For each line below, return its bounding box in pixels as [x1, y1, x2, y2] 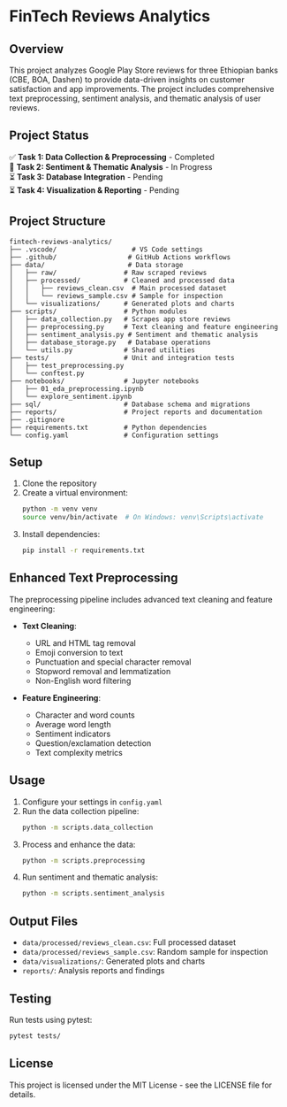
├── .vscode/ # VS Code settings [9, 245, 203, 254]
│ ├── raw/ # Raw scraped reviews [9, 268, 208, 277]
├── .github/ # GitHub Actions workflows [9, 252, 231, 262]
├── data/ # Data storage [9, 260, 184, 269]
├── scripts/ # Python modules [9, 307, 188, 316]
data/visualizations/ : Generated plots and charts [21, 956, 206, 966]
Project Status [9, 128, 90, 143]
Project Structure [9, 214, 106, 229]
